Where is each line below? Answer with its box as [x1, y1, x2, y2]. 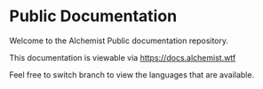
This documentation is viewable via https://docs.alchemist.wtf [9, 52, 236, 63]
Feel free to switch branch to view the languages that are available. [9, 69, 255, 80]
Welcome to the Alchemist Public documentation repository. [9, 35, 229, 46]
